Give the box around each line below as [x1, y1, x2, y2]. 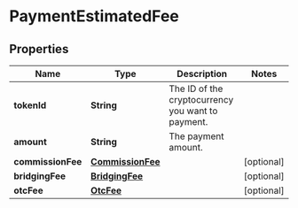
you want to [169, 104, 218, 117]
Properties [9, 42, 69, 57]
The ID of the [169, 82, 223, 95]
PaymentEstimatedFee [9, 6, 180, 27]
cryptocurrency [169, 94, 234, 105]
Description [176, 68, 228, 80]
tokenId [13, 99, 47, 112]
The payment [169, 130, 224, 143]
